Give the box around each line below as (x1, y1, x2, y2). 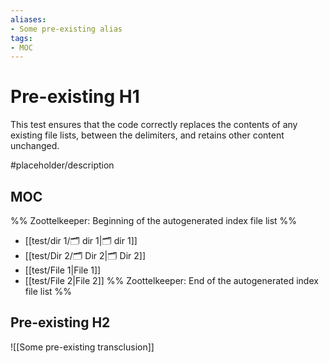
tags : (10, 33, 33, 43)
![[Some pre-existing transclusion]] (10, 341, 155, 353)
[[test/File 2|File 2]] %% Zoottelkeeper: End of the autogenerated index (24, 275, 319, 286)
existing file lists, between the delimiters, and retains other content (10, 129, 285, 141)
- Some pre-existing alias (10, 24, 123, 34)
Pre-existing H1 (10, 86, 140, 108)
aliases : (10, 14, 47, 25)
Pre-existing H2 (10, 314, 111, 331)
